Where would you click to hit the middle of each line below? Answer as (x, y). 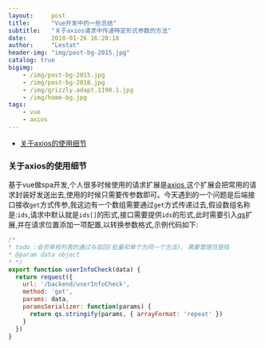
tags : (17, 105)
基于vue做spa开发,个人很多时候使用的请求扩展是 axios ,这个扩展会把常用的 (129, 185)
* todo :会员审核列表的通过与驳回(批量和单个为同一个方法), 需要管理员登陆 (119, 247)
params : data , (46, 299)
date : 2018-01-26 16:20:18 (64, 38)
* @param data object (44, 255)
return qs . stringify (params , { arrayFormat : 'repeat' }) (126, 314)
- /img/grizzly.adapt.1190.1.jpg (78, 90)
